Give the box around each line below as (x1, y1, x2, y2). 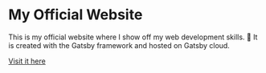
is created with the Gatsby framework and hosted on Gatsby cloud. (8, 40, 231, 50)
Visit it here (8, 56, 46, 66)
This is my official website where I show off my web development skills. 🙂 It (8, 32, 258, 42)
